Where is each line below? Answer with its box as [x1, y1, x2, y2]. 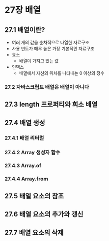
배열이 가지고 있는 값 [19, 58, 59, 64]
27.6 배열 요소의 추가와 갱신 [4, 210, 83, 218]
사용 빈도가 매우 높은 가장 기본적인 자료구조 [11, 46, 95, 52]
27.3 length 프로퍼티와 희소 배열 [4, 100, 98, 108]
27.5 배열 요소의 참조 [4, 192, 64, 200]
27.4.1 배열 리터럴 [4, 134, 44, 141]
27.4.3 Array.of [4, 162, 42, 169]
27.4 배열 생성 [4, 118, 45, 127]
